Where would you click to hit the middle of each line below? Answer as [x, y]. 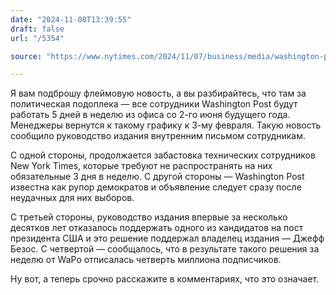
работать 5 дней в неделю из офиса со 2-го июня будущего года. [150, 115]
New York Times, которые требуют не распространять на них [141, 166]
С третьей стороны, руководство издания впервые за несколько [149, 217]
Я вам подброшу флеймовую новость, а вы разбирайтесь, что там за [158, 93]
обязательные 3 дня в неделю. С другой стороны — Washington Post [157, 177]
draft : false [37, 29]
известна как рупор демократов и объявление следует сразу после [156, 187]
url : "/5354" [37, 38]
